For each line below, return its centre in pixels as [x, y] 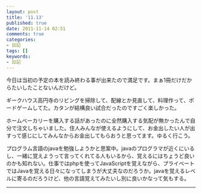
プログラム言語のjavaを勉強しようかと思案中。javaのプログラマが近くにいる [100, 148]
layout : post [23, 12]
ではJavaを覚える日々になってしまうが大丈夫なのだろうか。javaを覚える [96, 171]
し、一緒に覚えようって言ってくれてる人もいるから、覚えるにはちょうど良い [101, 156]
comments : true [25, 34]
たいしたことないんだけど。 [45, 87]
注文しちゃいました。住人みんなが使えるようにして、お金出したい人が [103, 128]
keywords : [19, 56]
